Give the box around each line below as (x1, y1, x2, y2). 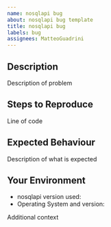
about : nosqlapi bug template (7, 16, 94, 23)
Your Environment (7, 174, 86, 186)
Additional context (7, 213, 59, 222)
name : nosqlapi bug (7, 10, 63, 17)
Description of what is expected (7, 155, 97, 163)
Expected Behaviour (7, 137, 96, 148)
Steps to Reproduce (7, 98, 94, 110)
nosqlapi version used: (16, 193, 82, 201)
